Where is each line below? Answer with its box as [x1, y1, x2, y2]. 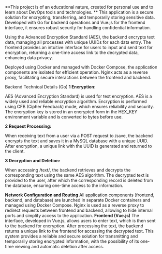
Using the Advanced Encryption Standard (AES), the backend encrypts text [5, 34, 155, 40]
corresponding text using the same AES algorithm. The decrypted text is [5, 172, 149, 178]
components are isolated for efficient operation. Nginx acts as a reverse [5, 69, 148, 75]
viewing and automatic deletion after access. [15, 244, 104, 249]
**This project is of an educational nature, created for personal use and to [5, 4, 154, 10]
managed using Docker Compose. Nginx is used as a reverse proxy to [5, 203, 144, 208]
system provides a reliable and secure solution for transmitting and [5, 233, 138, 239]
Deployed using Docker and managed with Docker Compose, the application [5, 64, 158, 70]
